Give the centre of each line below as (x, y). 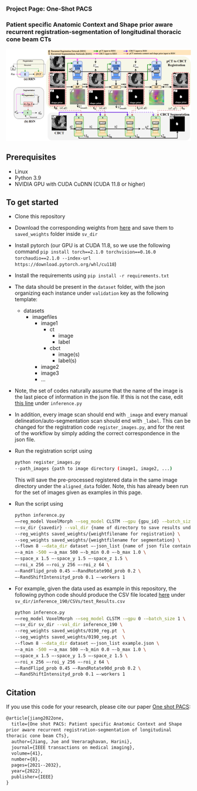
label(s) (67, 361)
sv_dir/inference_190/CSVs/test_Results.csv (70, 601)
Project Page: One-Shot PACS (49, 9)
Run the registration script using (53, 451)
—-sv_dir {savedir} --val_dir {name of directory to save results (97, 527)
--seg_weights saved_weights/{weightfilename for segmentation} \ (97, 540)
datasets (34, 311)
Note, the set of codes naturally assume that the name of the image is (99, 391)
